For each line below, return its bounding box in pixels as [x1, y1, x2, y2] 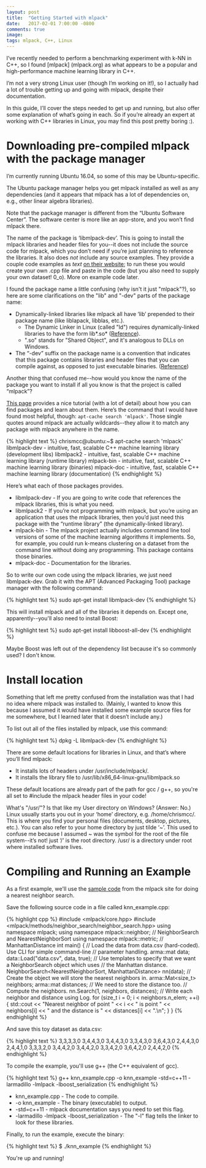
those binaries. [15, 553, 53, 560]
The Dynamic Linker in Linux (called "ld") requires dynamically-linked [24, 323, 199, 331]
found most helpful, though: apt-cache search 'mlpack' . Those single [6, 412, 182, 420]
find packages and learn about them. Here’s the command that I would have [6, 406, 198, 413]
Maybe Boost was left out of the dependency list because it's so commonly [6, 645, 197, 652]
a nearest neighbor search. [6, 891, 75, 899]
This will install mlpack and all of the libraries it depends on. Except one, [6, 608, 189, 615]
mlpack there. [6, 222, 42, 229]
